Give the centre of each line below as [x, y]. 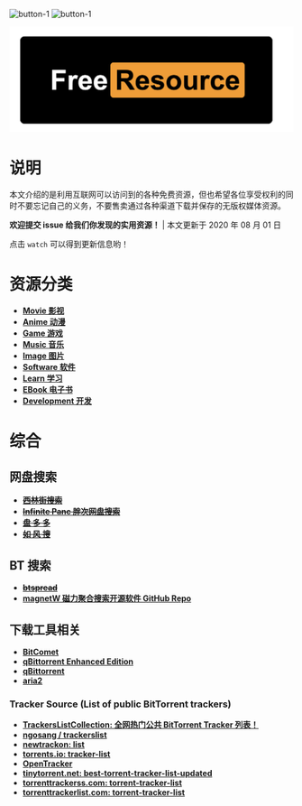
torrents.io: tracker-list [66, 755]
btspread [40, 588]
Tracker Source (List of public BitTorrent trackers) [120, 704]
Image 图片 [43, 356]
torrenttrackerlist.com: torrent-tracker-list [104, 792]
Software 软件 [49, 367]
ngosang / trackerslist [64, 735]
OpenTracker [47, 764]
